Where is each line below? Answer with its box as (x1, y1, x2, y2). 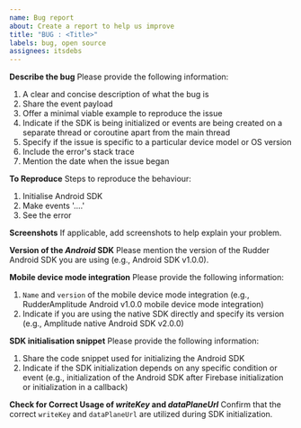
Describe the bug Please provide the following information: (9, 71, 229, 82)
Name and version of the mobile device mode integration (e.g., (22, 289, 250, 300)
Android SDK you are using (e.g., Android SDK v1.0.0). (9, 254, 209, 266)
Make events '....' (22, 200, 85, 212)
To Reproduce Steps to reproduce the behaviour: (9, 173, 191, 185)
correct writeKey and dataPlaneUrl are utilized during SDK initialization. (9, 409, 273, 420)
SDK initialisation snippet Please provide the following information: (9, 335, 259, 347)
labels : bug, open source (9, 38, 106, 48)
